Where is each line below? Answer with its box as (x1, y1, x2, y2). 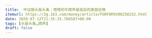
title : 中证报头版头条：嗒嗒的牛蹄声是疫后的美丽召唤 (5, 7, 106, 12)
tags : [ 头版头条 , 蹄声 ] (5, 21, 48, 26)
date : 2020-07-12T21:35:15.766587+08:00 (5, 16, 92, 21)
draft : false (5, 26, 33, 31)
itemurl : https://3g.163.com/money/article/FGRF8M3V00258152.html (5, 12, 147, 17)
